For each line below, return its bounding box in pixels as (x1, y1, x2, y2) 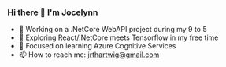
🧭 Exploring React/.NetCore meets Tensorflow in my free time (18, 33, 219, 42)
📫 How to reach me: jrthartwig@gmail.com (18, 50, 160, 59)
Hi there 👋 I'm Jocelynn (7, 7, 98, 18)
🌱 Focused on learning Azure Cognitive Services (18, 41, 176, 51)
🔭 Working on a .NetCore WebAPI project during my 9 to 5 (18, 25, 207, 34)
